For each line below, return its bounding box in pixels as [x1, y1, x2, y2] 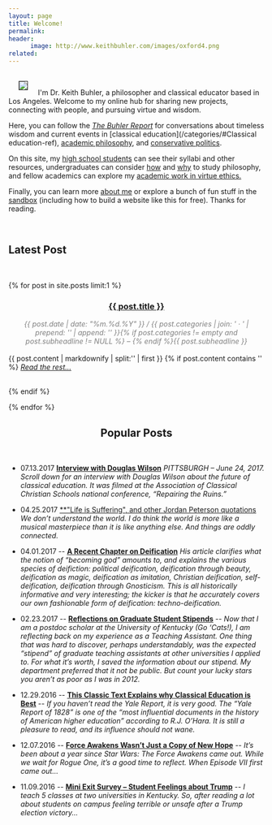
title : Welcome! [8, 19, 63, 28]
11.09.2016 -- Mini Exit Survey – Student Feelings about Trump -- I [19, 781, 246, 792]
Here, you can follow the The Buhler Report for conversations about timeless [8, 121, 265, 130]
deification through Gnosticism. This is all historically [59, 581, 238, 590]
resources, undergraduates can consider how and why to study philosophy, [8, 162, 261, 171]
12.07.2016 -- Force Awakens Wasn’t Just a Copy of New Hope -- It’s [19, 740, 254, 749]
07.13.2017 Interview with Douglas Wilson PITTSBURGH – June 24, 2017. [19, 463, 266, 473]
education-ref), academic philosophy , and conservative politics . [8, 138, 222, 147]
